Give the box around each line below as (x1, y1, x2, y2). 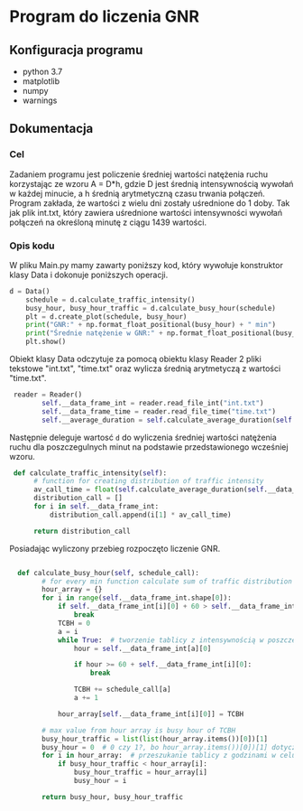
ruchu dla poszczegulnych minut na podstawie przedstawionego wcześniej (9, 441, 289, 452)
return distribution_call (32, 527, 131, 536)
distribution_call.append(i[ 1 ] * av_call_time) (49, 510, 232, 519)
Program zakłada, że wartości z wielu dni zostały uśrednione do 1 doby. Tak (9, 197, 290, 209)
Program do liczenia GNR (9, 6, 200, 27)
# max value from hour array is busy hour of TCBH (41, 725, 236, 735)
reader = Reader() (13, 390, 83, 399)
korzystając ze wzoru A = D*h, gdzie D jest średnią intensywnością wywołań (9, 178, 294, 189)
